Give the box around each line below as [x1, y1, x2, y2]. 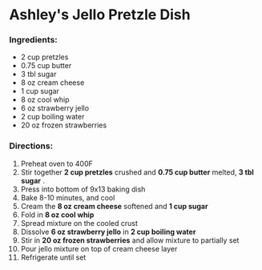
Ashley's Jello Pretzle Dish [9, 6, 191, 24]
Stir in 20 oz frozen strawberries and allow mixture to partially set [20, 235, 240, 245]
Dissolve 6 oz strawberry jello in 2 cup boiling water [20, 227, 196, 236]
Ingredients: [9, 34, 58, 46]
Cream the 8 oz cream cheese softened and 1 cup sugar [20, 201, 208, 211]
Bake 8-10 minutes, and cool [20, 192, 115, 202]
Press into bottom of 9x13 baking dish [20, 184, 146, 194]
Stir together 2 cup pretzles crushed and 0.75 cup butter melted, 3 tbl [20, 167, 255, 177]
